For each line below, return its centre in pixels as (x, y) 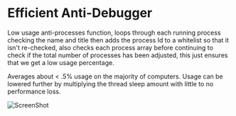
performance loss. (34, 91)
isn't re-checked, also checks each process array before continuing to (110, 47)
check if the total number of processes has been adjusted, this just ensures (118, 55)
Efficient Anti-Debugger (80, 13)
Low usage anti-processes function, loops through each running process (114, 33)
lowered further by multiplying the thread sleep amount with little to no (111, 83)
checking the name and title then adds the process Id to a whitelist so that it (118, 40)
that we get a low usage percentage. (61, 62)
